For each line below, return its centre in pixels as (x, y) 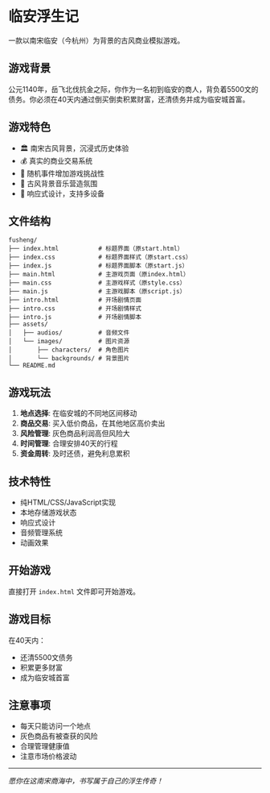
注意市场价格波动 (48, 756)
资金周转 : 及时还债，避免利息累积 (75, 454)
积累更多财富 (41, 667)
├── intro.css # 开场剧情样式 (75, 309)
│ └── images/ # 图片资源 (69, 342)
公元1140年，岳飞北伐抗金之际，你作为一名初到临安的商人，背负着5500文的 (133, 89)
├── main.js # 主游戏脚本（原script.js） (97, 292)
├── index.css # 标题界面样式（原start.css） (100, 257)
